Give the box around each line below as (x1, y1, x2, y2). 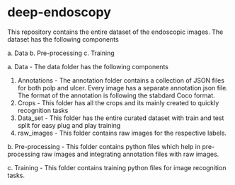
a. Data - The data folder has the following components (7, 62, 168, 71)
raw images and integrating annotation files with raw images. (41, 150, 219, 158)
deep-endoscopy (7, 4, 112, 20)
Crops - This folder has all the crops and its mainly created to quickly (17, 98, 219, 107)
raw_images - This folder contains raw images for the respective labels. (17, 129, 227, 137)
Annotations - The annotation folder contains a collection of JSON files (17, 76, 225, 85)
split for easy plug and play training (17, 121, 121, 129)
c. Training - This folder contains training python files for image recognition (7, 163, 227, 172)
